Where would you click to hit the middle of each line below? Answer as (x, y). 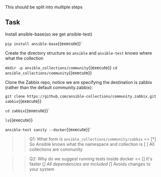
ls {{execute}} (19, 120)
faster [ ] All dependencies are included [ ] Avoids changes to (90, 164)
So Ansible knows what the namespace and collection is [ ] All (92, 144)
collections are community (56, 149)
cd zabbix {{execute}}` (27, 110)
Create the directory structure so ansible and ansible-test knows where (79, 53)
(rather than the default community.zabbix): (49, 87)
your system (42, 169)
